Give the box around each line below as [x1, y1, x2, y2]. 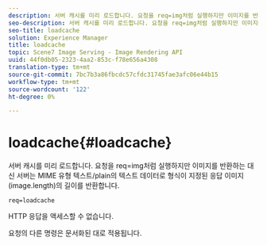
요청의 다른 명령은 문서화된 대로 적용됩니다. [8, 228, 142, 238]
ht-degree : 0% [8, 93, 56, 101]
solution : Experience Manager [8, 33, 109, 42]
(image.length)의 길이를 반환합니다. [8, 181, 120, 190]
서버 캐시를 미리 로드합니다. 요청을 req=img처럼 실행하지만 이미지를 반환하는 [8, 161, 246, 170]
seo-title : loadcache [8, 26, 80, 34]
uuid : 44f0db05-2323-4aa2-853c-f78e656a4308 [8, 56, 158, 64]
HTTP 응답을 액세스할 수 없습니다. [8, 212, 114, 221]
